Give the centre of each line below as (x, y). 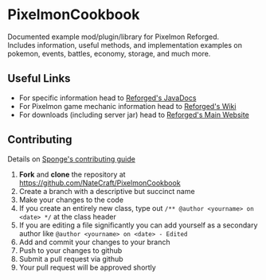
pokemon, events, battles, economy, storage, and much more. (109, 53)
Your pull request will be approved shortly (87, 267)
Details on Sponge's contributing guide (72, 159)
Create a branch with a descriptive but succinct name (107, 191)
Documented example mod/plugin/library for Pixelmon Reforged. (113, 37)
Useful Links (39, 78)
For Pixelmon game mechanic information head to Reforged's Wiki (127, 106)
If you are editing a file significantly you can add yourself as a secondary (138, 225)
